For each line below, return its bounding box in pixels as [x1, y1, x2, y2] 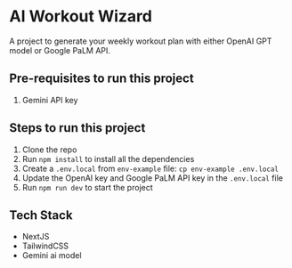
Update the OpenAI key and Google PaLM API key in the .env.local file [21, 172, 283, 183]
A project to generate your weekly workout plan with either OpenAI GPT [9, 36, 272, 46]
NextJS [21, 231, 50, 242]
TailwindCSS [21, 240, 69, 251]
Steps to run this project [9, 120, 146, 135]
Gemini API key [21, 94, 78, 105]
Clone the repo [21, 144, 77, 155]
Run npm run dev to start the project [21, 182, 153, 192]
